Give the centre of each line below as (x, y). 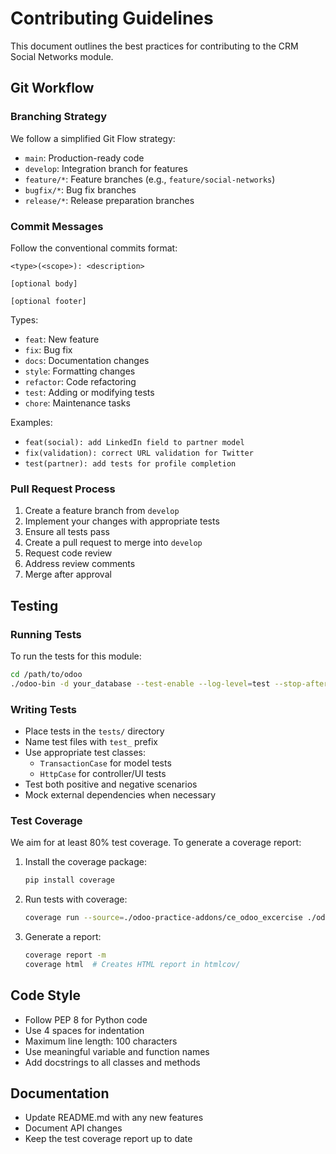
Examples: (31, 422)
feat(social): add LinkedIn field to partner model (134, 442)
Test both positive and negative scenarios (111, 784)
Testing (34, 605)
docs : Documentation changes (87, 360)
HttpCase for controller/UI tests (103, 773)
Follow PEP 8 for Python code (86, 1019)
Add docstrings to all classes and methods (112, 1062)
